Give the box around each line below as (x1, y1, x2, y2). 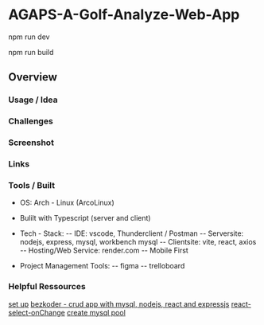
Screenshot (8, 137, 54, 148)
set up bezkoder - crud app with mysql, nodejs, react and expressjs (8, 299, 230, 308)
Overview (8, 70, 58, 84)
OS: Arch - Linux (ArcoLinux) (19, 198, 115, 208)
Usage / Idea (8, 94, 58, 105)
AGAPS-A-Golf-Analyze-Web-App (8, 6, 240, 24)
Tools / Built (8, 179, 56, 190)
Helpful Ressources (8, 281, 86, 292)
